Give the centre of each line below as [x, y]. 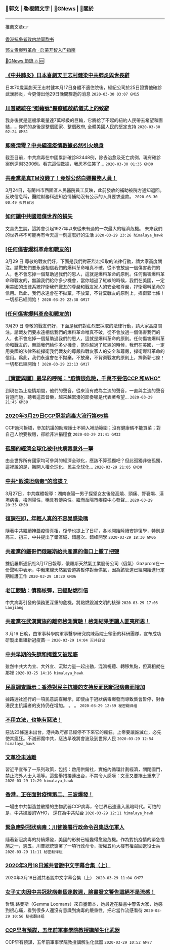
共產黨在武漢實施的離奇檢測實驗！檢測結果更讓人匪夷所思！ [78, 622]
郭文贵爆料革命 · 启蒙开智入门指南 [40, 50]
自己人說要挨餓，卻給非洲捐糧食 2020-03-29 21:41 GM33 [63, 434]
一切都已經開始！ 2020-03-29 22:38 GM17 [48, 299]
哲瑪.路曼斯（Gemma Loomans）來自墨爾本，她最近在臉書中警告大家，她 [82, 904]
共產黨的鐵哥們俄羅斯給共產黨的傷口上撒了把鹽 [62, 551]
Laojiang [14, 608]
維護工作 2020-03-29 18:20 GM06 [43, 576]
